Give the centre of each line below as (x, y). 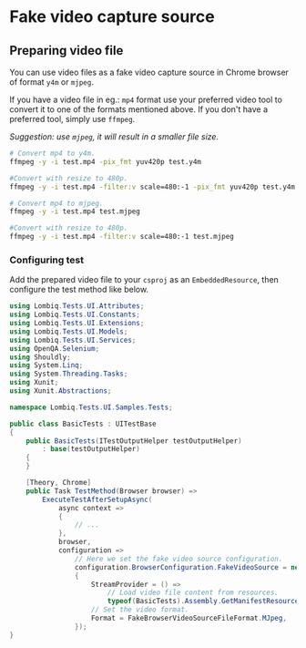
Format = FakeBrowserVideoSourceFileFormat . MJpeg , (189, 618)
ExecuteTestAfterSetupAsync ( (97, 499)
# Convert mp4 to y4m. (52, 153)
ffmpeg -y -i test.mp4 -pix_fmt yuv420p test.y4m (106, 161)
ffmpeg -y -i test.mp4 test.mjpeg (75, 211)
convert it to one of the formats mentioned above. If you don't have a (139, 109)
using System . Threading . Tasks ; (69, 374)
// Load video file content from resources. (193, 593)
